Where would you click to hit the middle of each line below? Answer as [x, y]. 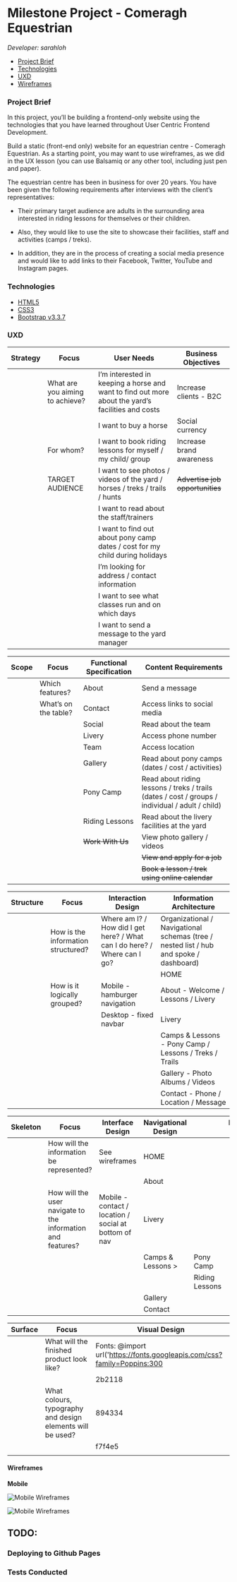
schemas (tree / [187, 936]
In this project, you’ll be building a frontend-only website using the [104, 117]
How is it [65, 985]
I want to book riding [132, 441]
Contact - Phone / [191, 1093]
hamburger [120, 995]
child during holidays [133, 555]
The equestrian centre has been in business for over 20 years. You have [112, 182]
